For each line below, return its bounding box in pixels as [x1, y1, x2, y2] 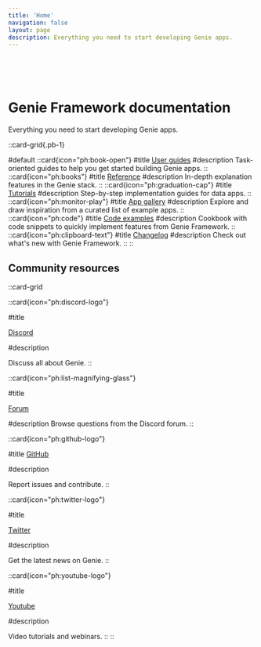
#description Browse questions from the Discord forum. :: [8, 419, 194, 428]
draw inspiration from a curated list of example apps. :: [8, 205, 185, 215]
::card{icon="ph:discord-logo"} [8, 297, 110, 307]
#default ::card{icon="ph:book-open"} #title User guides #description [8, 155, 234, 165]
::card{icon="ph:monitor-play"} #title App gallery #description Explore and [8, 197, 249, 206]
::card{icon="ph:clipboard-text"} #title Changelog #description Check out [8, 231, 247, 240]
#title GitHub [8, 449, 49, 459]
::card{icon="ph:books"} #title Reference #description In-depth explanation [8, 172, 252, 181]
